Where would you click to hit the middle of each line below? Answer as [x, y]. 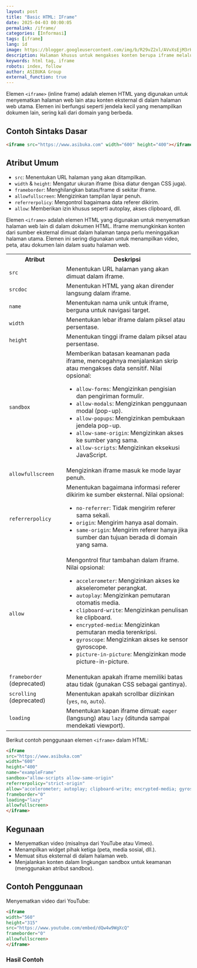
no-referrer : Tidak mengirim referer [126, 508]
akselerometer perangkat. [112, 588]
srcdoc [18, 289]
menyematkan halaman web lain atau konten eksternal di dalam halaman [94, 100]
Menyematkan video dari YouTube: [48, 901]
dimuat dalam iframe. [96, 276]
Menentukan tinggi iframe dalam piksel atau [127, 336]
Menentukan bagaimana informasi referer [123, 487]
